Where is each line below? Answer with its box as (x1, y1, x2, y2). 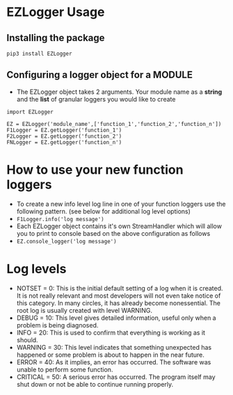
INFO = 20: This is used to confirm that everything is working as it (16, 328, 206, 337)
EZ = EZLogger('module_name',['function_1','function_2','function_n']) (6, 120, 222, 127)
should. (16, 335, 39, 344)
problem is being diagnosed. (16, 321, 99, 329)
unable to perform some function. (16, 365, 113, 373)
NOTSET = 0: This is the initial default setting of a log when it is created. (16, 284, 223, 292)
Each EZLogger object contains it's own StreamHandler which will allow (16, 222, 222, 230)
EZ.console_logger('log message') (16, 238, 117, 245)
